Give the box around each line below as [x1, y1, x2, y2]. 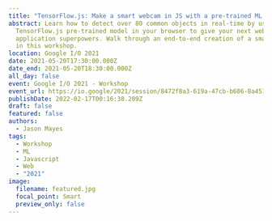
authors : [8, 117, 38, 125]
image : [8, 177, 31, 186]
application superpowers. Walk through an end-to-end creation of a [15, 34, 252, 43]
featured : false [8, 110, 63, 118]
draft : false [8, 102, 53, 110]
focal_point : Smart [15, 192, 82, 201]
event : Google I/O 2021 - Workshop [8, 79, 129, 87]
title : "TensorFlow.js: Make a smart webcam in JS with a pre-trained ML [8, 11, 263, 20]
